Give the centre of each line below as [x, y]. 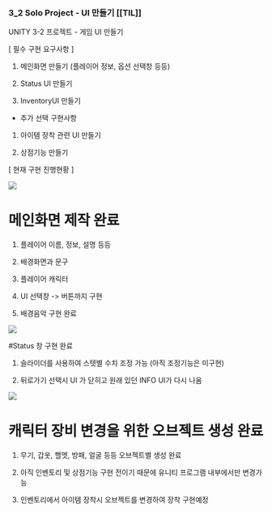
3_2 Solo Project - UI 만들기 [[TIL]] [75, 12]
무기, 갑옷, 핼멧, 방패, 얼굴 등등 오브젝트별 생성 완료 [101, 455]
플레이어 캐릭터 [44, 279]
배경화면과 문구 [44, 262]
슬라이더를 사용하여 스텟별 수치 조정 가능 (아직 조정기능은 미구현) [122, 363]
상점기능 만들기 [44, 152]
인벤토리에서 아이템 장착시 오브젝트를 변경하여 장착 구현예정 [114, 500]
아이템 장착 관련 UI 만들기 [60, 135]
